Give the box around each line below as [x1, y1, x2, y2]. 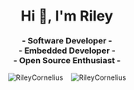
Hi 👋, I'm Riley [20, 7, 114, 25]
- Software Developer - [22, 36, 112, 47]
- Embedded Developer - [18, 45, 116, 56]
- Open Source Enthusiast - [13, 55, 121, 66]
